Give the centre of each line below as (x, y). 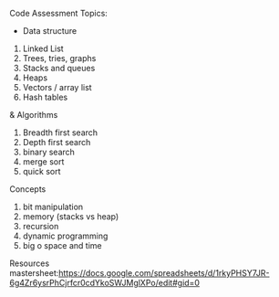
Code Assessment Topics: (58, 13)
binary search (49, 152)
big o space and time (62, 245)
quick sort (41, 171)
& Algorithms (34, 115)
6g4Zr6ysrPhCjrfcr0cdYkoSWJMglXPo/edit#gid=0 (105, 283)
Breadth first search (60, 133)
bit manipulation (53, 207)
